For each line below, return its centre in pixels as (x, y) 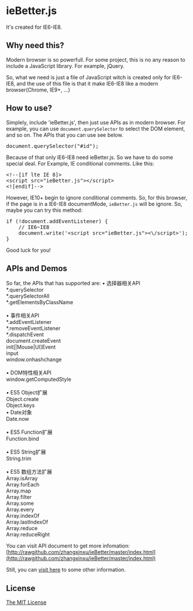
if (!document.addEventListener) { (57, 221)
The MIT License (26, 602)
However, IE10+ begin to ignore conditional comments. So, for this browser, (97, 197)
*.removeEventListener (33, 328)
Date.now (18, 419)
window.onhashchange (34, 360)
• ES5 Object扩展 (27, 393)
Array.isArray (22, 478)
